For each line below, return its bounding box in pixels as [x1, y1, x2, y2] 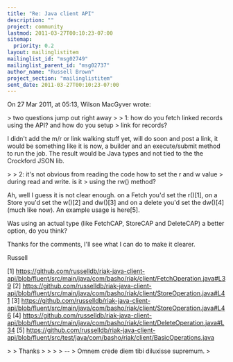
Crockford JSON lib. [7, 157, 64, 165]
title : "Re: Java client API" [7, 10, 95, 17]
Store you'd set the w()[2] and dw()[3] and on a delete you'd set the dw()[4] [7, 199, 224, 207]
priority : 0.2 [13, 42, 54, 49]
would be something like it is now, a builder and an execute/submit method [7, 142, 221, 150]
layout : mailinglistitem [7, 49, 79, 56]
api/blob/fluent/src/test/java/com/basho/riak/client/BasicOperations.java [7, 334, 215, 342]
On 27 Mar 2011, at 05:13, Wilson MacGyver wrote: [7, 100, 151, 108]
